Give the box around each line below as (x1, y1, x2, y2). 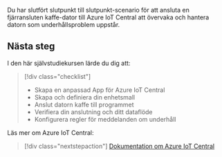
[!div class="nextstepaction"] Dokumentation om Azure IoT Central (24, 142, 215, 150)
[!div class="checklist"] (24, 72, 91, 80)
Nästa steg (7, 41, 55, 53)
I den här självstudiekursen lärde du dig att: (7, 59, 131, 67)
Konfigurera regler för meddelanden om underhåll (34, 115, 176, 123)
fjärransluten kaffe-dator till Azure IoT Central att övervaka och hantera (7, 13, 210, 21)
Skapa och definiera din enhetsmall (34, 93, 136, 101)
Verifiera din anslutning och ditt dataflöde (34, 107, 154, 116)
